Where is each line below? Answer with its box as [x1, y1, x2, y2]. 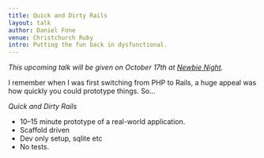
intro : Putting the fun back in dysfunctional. [8, 41, 168, 49]
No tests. [19, 142, 50, 152]
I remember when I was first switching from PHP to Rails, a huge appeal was [8, 78, 257, 88]
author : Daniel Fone [8, 26, 77, 34]
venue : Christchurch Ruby [8, 33, 93, 42]
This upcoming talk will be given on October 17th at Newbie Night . [8, 62, 224, 72]
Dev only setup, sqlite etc [19, 134, 103, 143]
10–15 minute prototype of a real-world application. [19, 117, 186, 126]
